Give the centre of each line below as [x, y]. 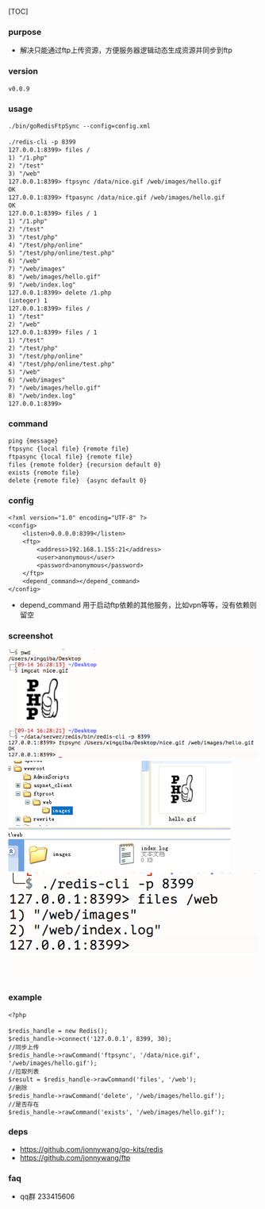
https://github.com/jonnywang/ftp [75, 1157]
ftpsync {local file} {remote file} [69, 449]
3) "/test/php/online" [46, 356]
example [25, 997]
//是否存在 [24, 1104]
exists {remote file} [44, 473]
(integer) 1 [28, 301]
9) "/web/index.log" [42, 285]
